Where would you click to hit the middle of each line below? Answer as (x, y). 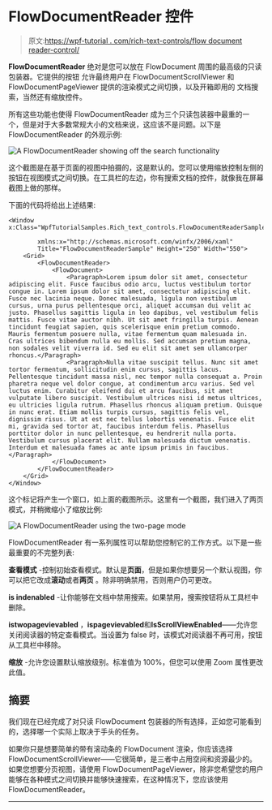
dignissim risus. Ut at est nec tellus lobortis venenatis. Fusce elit (132, 419)
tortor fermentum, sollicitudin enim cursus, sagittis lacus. (115, 369)
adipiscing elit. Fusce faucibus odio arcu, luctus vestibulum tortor (130, 284)
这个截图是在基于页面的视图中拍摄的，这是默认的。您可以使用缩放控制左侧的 (136, 167)
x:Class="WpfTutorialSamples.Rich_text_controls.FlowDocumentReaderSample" (139, 227)
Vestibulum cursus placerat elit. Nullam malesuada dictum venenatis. (130, 440)
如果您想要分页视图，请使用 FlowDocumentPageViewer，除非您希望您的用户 (136, 769)
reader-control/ (53, 50)
